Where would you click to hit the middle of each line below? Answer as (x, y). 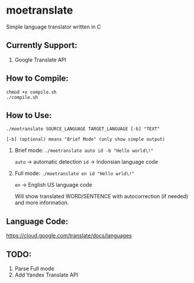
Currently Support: (42, 45)
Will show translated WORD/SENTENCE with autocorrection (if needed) (101, 196)
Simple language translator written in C (54, 27)
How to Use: (29, 115)
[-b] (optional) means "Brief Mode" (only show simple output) (86, 139)
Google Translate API (41, 59)
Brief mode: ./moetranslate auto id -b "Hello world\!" (84, 150)
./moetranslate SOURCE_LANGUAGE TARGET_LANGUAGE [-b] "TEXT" (83, 129)
